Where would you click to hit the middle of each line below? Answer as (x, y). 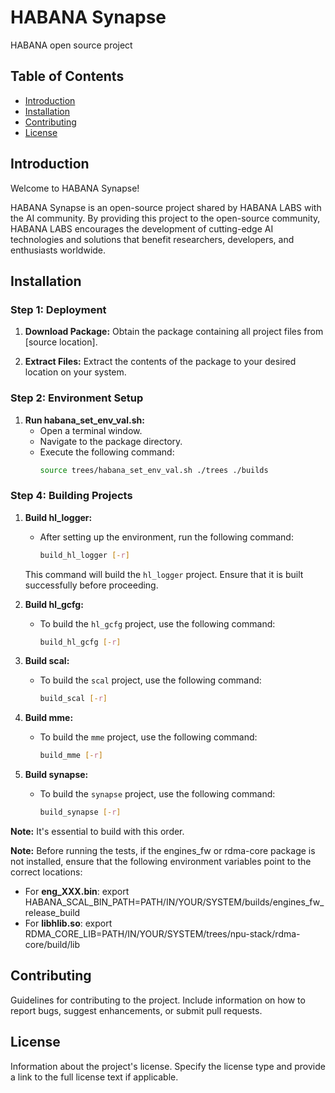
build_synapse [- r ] (80, 812)
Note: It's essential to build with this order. (97, 832)
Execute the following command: (107, 452)
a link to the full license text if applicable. (94, 1077)
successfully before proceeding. (91, 585)
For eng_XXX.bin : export (77, 892)
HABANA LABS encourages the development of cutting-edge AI (142, 228)
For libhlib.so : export (68, 923)
